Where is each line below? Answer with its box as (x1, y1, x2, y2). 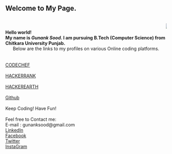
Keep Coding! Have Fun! (5, 105, 57, 112)
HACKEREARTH (5, 83, 39, 90)
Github (5, 94, 19, 100)
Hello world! (5, 29, 32, 35)
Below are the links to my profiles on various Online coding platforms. (12, 46, 160, 52)
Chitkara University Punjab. (5, 40, 66, 46)
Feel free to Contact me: (5, 116, 56, 122)
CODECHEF (5, 61, 30, 68)
